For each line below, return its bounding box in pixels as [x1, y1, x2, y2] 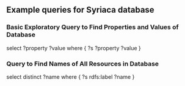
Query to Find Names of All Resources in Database [6, 59, 159, 68]
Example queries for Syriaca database [6, 5, 154, 15]
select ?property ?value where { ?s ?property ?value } [6, 44, 142, 51]
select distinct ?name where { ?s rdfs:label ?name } [6, 73, 135, 81]
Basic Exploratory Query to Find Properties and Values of [6, 23, 179, 31]
